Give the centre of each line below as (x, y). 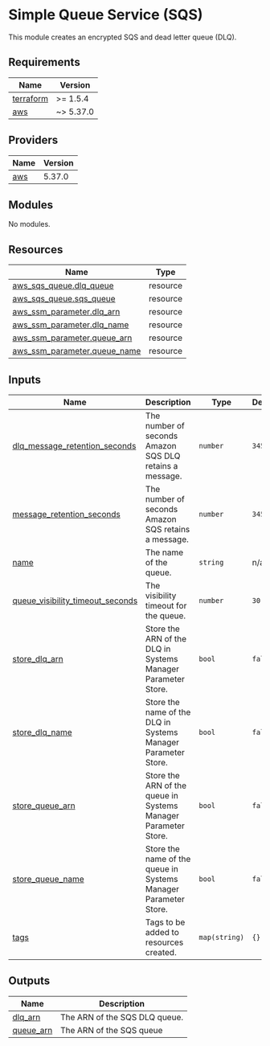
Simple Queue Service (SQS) (106, 15)
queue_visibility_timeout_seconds (75, 601)
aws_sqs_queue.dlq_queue (63, 285)
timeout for (166, 606)
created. (161, 952)
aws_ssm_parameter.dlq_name (71, 325)
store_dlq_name (42, 732)
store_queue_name (48, 879)
